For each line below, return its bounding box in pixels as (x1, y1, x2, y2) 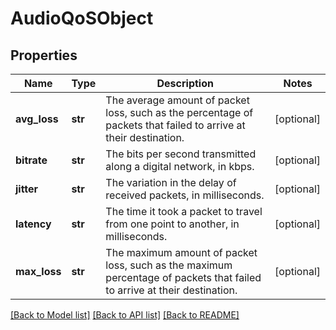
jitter (15, 182, 39, 196)
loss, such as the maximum (105, 258, 233, 272)
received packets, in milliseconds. (105, 188, 265, 202)
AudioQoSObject (10, 7, 154, 30)
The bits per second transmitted (105, 147, 257, 161)
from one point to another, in (105, 217, 240, 231)
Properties (10, 47, 78, 64)
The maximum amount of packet (105, 246, 258, 259)
